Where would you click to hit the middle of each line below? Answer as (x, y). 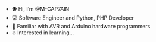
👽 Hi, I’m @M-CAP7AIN (40, 9)
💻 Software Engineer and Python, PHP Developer (73, 18)
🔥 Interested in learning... (43, 33)
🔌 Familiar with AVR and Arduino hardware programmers (81, 26)
